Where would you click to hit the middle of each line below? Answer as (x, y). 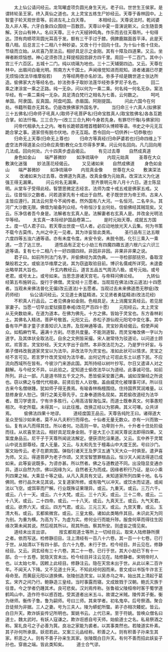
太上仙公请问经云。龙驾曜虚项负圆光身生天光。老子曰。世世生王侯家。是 (88, 7)
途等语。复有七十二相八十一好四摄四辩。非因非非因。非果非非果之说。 (77, 251)
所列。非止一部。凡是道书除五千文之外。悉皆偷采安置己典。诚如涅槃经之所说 (84, 376)
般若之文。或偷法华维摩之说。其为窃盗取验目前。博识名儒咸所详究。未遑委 (86, 263)
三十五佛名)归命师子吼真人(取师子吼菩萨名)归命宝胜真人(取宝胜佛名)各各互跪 (84, 113)
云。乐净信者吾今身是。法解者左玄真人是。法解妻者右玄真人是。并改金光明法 (84, 213)
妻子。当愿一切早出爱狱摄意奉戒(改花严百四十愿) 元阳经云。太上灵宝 (84, 307)
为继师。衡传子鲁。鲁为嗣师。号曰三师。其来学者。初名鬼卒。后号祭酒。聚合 (84, 601)
